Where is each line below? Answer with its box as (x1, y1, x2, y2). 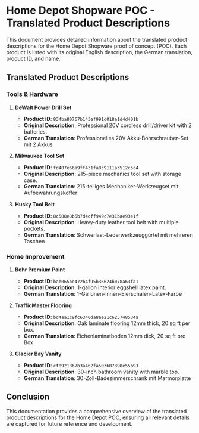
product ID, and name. (6, 55, 61, 62)
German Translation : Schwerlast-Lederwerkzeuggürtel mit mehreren (23, 231, 193, 239)
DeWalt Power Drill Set (14, 104, 72, 111)
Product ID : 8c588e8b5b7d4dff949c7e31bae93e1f (23, 212, 138, 219)
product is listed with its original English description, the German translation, (6, 48, 193, 55)
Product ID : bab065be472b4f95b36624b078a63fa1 (23, 277, 138, 284)
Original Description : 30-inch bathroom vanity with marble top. (23, 368, 179, 375)
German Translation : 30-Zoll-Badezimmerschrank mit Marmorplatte (23, 374, 191, 382)
